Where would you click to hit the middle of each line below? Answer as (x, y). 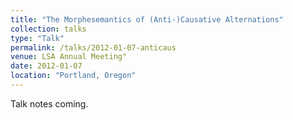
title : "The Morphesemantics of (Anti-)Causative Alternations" (147, 19)
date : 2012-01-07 (46, 66)
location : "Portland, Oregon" (73, 76)
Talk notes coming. (49, 103)
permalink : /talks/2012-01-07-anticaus (93, 47)
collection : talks (48, 29)
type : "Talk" (37, 38)
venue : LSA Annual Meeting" (69, 57)
